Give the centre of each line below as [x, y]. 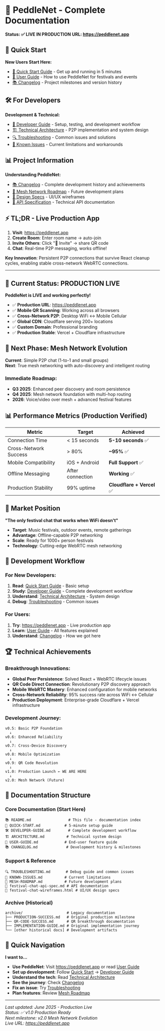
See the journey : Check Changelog [48, 982]
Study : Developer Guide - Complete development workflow [72, 591]
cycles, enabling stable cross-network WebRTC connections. [67, 263]
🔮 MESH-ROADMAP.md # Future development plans [63, 881]
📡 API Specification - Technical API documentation [63, 202]
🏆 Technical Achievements [48, 652]
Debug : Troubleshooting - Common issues [55, 602]
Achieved [133, 432]
